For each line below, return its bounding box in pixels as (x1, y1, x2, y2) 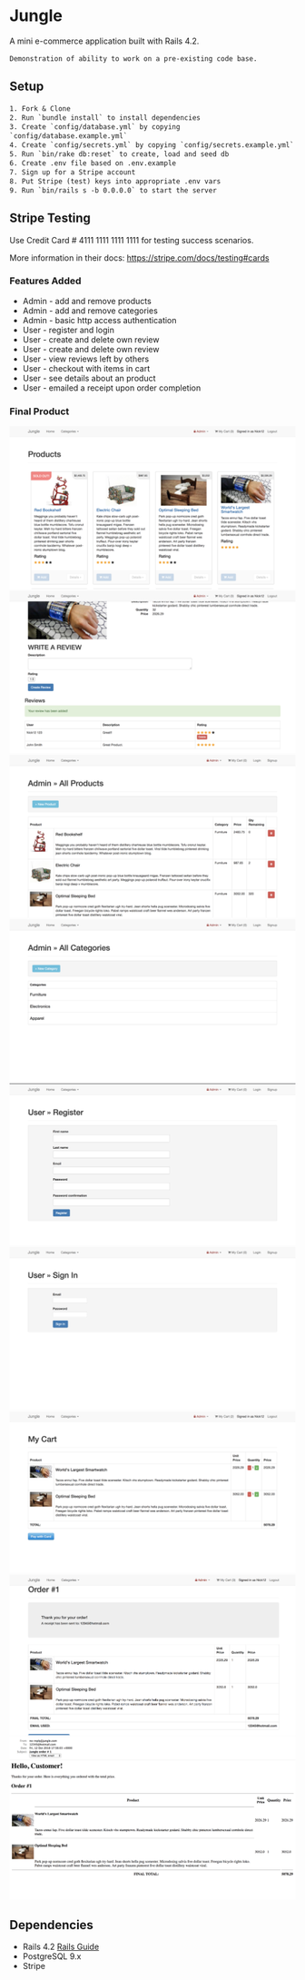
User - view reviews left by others (22, 353, 150, 364)
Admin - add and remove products (22, 295, 152, 306)
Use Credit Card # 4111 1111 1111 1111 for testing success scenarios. (9, 234, 254, 245)
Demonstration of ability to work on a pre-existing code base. (9, 54, 258, 64)
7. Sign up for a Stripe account (9, 167, 136, 177)
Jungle (9, 5, 64, 26)
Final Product (9, 405, 70, 418)
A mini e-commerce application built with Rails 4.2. (9, 35, 200, 46)
